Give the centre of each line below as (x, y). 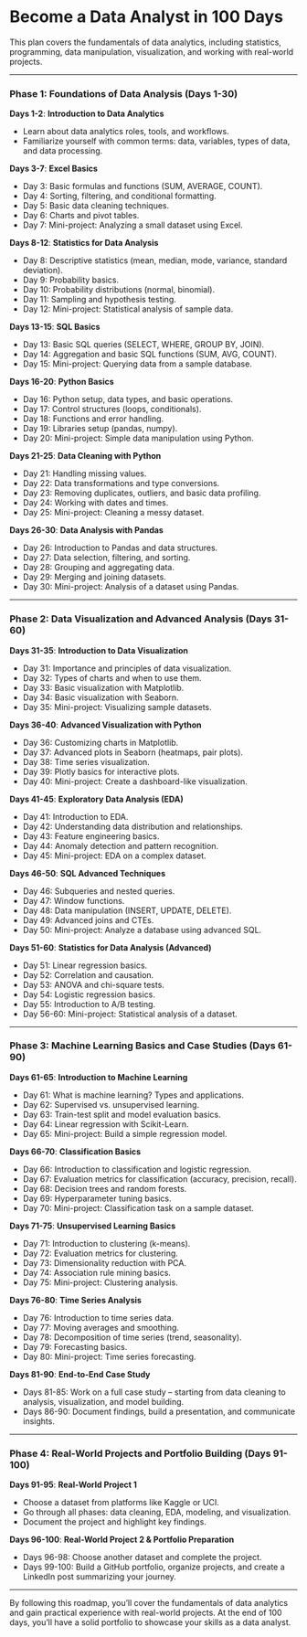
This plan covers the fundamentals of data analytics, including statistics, (145, 42)
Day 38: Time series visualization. (86, 761)
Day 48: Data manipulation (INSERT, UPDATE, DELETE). (127, 910)
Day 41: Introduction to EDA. (75, 816)
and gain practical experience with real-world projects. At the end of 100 (146, 1613)
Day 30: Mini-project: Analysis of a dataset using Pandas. (131, 587)
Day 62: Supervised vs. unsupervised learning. (111, 1104)
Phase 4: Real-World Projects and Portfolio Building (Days (140, 1453)
